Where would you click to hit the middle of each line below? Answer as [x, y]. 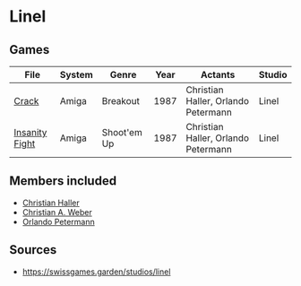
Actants [218, 75]
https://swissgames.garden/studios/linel [96, 272]
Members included [63, 181]
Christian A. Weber [57, 212]
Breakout [121, 101]
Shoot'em [122, 132]
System [77, 75]
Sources [33, 250]
